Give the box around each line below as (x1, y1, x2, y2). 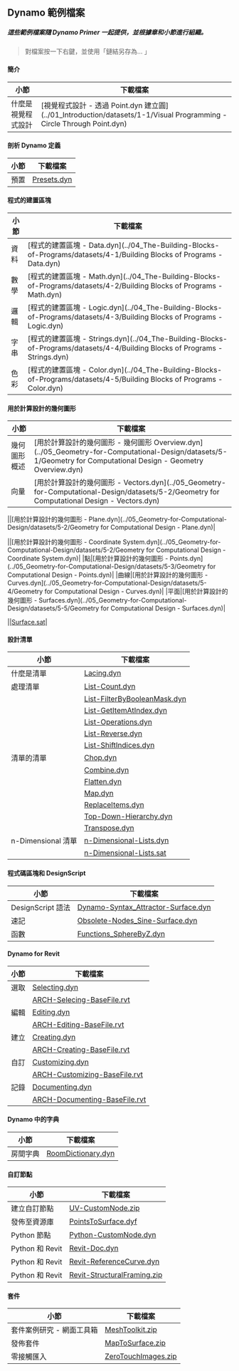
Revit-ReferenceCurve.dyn (68, 1256, 160, 1266)
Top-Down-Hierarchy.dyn (84, 811, 173, 821)
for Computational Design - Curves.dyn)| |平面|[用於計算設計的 (44, 587, 229, 596)
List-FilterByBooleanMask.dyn (84, 694, 186, 704)
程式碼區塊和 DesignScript (7, 868, 86, 877)
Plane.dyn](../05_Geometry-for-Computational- (88, 515, 228, 523)
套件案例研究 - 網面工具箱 (11, 1325, 98, 1335)
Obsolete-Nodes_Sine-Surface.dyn (77, 915, 198, 925)
